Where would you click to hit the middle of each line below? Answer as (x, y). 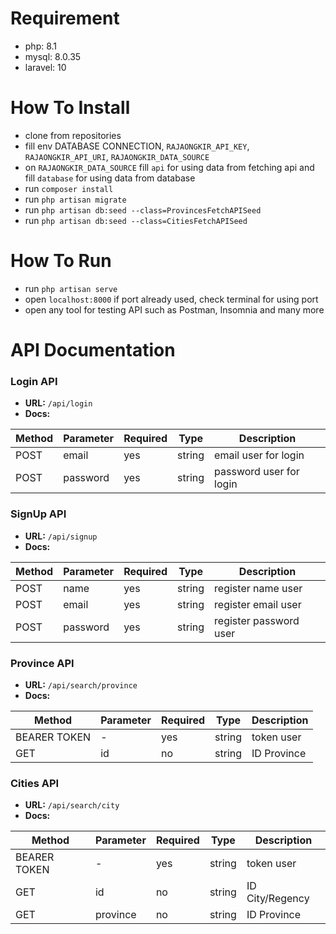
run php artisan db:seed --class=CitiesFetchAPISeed (136, 220)
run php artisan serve (71, 288)
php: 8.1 (41, 46)
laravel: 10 (45, 67)
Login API (34, 381)
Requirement (65, 18)
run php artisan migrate (75, 199)
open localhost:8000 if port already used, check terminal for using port (171, 299)
